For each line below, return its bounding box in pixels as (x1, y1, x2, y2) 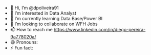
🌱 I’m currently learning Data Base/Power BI (10, 16, 103, 21)
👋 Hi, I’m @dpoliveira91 (10, 5, 59, 11)
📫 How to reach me (10, 27, 53, 32)
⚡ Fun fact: (10, 45, 33, 50)
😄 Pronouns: (10, 39, 38, 45)
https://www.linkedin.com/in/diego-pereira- (53, 27, 146, 32)
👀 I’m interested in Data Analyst (10, 10, 77, 16)
